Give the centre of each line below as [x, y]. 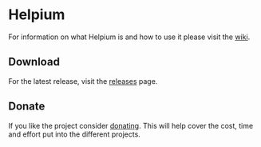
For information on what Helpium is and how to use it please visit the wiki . [129, 37]
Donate [27, 107]
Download [34, 62]
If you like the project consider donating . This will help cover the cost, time [131, 125]
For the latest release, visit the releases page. [83, 81]
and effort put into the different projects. [75, 134]
